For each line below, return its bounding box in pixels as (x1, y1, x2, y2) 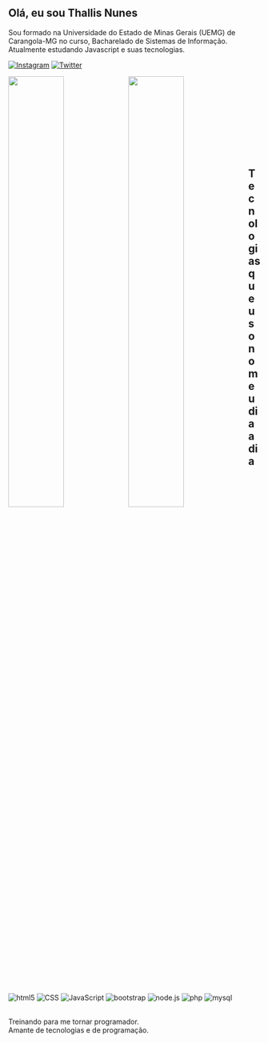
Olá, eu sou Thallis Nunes (8, 6, 138, 20)
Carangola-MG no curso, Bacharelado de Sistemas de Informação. (8, 36, 228, 46)
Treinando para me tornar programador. (8, 1017, 140, 1026)
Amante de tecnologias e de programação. (8, 1025, 150, 1035)
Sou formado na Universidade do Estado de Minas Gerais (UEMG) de (8, 27, 236, 37)
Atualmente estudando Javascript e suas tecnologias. (8, 44, 186, 54)
